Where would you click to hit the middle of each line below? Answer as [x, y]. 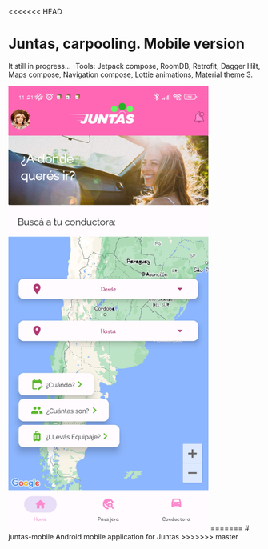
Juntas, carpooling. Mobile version [127, 44]
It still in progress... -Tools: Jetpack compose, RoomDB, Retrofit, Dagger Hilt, [134, 66]
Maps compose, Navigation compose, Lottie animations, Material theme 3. [131, 74]
